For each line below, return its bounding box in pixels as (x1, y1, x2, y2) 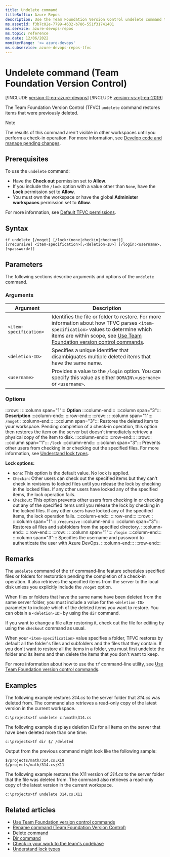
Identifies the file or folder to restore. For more (51, 313, 161, 320)
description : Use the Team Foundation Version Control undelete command (5, 17, 162, 22)
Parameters (5, 260, 43, 269)
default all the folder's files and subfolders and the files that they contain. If (5, 641, 162, 647)
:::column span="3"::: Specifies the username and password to (12, 534, 144, 540)
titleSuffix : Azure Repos (5, 12, 60, 17)
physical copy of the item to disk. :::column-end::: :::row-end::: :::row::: (5, 434, 152, 440)
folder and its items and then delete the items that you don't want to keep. (5, 651, 159, 657)
